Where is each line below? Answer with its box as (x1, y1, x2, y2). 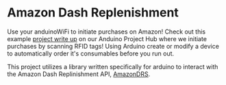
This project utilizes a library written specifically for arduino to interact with (7, 62, 218, 71)
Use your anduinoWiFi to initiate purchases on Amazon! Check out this (7, 27, 206, 36)
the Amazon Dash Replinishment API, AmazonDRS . (7, 70, 151, 78)
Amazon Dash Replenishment (7, 5, 179, 21)
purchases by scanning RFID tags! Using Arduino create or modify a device (7, 42, 219, 50)
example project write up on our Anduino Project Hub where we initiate (7, 34, 208, 42)
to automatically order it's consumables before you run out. (7, 49, 175, 58)
